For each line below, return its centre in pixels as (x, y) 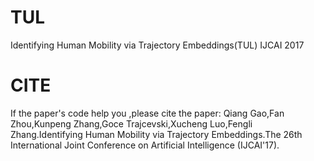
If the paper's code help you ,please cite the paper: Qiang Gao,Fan (147, 113)
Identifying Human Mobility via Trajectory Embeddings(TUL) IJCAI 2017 (157, 45)
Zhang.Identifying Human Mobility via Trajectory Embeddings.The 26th (156, 134)
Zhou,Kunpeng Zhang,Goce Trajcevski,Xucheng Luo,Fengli (131, 123)
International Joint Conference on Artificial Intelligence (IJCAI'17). (145, 145)
